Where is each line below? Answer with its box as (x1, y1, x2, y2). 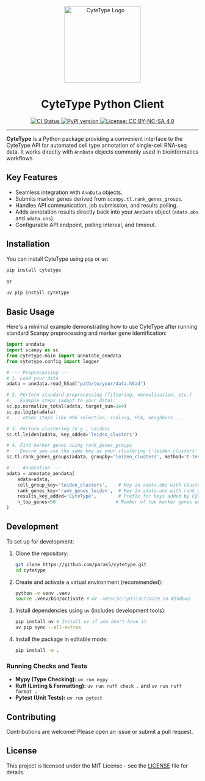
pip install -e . (15, 648, 60, 654)
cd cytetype (15, 567, 46, 574)
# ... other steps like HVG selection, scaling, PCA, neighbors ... (6, 414, 184, 420)
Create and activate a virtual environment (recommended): (15, 578, 163, 586)
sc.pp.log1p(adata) (6, 409, 56, 415)
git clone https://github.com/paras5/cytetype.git (15, 561, 147, 567)
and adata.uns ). (15, 214, 55, 222)
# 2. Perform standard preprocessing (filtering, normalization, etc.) (6, 392, 192, 398)
